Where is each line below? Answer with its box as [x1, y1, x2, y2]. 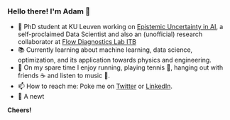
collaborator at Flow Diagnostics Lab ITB [17, 38, 137, 46]
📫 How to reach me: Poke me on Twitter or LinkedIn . [17, 82, 172, 91]
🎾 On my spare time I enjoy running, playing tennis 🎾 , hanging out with [17, 63, 224, 72]
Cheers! [7, 106, 32, 114]
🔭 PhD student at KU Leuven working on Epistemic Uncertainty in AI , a [17, 23, 224, 31]
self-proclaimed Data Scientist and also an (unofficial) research [17, 30, 203, 38]
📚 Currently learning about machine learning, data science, [17, 45, 193, 54]
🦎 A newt [17, 92, 45, 101]
